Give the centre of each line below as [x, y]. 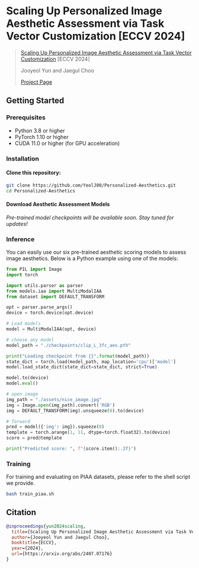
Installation [23, 159]
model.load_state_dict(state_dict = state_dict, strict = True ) [82, 367]
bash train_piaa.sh [30, 494]
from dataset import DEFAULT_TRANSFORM [55, 296]
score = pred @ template [34, 438]
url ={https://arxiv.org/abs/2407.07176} [62, 554]
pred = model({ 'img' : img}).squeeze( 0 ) [55, 427]
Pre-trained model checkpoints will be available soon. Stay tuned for [90, 217]
